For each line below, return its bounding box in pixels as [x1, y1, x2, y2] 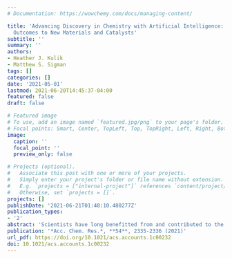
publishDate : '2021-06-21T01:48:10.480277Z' [7, 202, 137, 209]
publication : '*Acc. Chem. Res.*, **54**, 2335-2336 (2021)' [7, 228, 187, 234]
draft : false [7, 100, 45, 107]
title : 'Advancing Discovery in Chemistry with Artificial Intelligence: [7, 22, 224, 30]
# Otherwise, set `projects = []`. [7, 189, 116, 196]
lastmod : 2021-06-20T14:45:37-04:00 [7, 87, 113, 94]
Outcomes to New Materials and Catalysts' [13, 29, 137, 36]
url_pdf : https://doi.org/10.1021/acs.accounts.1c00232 [7, 234, 171, 241]
